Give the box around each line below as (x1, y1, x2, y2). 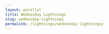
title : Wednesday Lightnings (5, 12, 66, 17)
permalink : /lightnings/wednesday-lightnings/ (5, 21, 104, 26)
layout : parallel (5, 7, 42, 12)
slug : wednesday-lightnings (5, 16, 64, 21)
